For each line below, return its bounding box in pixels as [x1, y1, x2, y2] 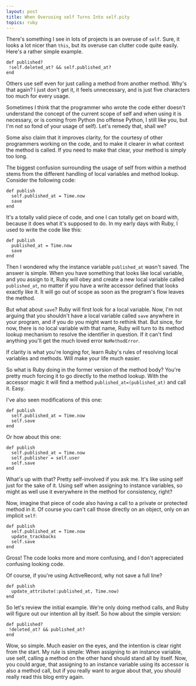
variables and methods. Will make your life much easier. [6, 355, 141, 362]
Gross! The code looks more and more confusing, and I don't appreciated [6, 554, 184, 561]
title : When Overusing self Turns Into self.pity [6, 14, 130, 20]
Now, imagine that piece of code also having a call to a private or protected [6, 500, 188, 507]
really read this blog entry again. [6, 674, 85, 681]
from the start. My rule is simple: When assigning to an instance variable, [6, 648, 183, 655]
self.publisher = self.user [11, 455, 80, 461]
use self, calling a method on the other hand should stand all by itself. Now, [6, 655, 188, 662]
